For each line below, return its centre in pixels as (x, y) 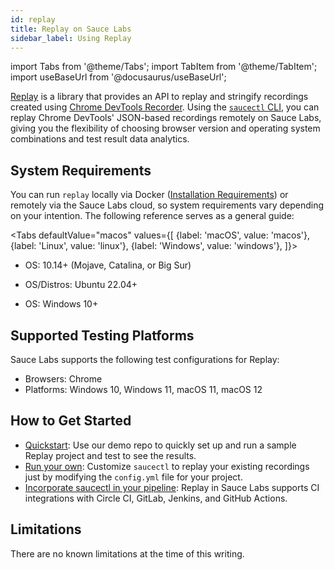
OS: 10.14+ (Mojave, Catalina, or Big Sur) (108, 265)
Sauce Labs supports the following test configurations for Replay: (145, 359)
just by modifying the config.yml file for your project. (133, 477)
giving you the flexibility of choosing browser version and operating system (165, 128)
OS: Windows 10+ (61, 304)
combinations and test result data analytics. (100, 139)
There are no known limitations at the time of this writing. (127, 553)
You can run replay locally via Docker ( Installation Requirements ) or (149, 195)
